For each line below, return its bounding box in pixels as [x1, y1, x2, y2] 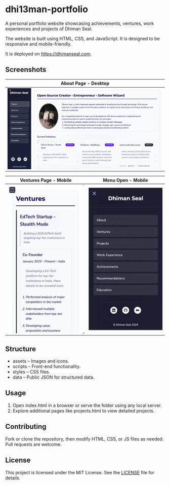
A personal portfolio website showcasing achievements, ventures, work [5, 20, 154, 26]
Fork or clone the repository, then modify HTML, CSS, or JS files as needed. [5, 436, 164, 442]
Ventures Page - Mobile [20, 177, 72, 183]
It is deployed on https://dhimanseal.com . [5, 51, 92, 57]
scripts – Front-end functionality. [12, 363, 81, 369]
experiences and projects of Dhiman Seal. [5, 25, 93, 31]
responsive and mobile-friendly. [5, 41, 72, 47]
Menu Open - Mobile [103, 177, 148, 183]
